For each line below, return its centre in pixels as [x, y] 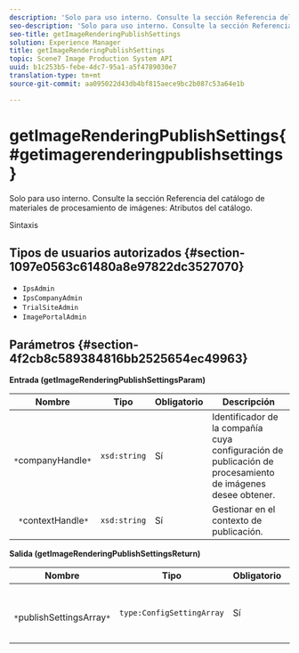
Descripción [249, 402]
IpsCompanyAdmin [52, 298]
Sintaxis [24, 224]
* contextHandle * [53, 520]
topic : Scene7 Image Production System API [91, 59]
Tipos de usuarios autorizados [96, 253]
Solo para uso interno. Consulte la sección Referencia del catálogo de [137, 198]
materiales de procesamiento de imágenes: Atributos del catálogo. [131, 208]
